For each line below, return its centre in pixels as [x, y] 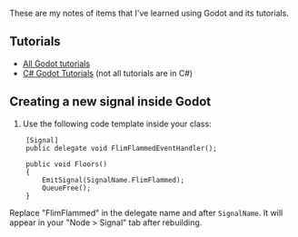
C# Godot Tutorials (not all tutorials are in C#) [108, 73]
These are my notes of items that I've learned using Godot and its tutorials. [149, 13]
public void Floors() [66, 164]
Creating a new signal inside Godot [110, 102]
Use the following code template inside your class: [117, 123]
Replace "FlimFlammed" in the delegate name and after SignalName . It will [146, 212]
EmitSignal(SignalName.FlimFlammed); [113, 180]
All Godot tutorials [56, 64]
